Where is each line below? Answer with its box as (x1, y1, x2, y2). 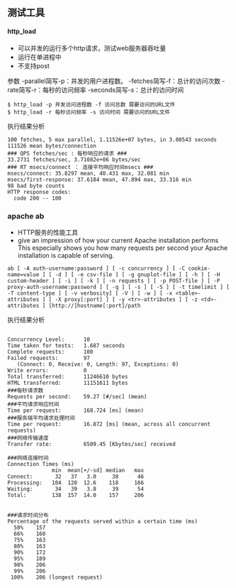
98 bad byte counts (7, 182, 65, 190)
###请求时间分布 (7, 511, 49, 518)
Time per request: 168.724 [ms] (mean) (7, 407, 144, 414)
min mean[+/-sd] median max (52, 467, 144, 474)
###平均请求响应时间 (7, 401, 60, 408)
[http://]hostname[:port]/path (48, 302, 141, 309)
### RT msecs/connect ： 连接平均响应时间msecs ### (7, 163, 154, 170)
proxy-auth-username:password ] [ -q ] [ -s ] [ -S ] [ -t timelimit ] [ (7, 283, 230, 290)
